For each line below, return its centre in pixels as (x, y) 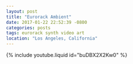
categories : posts (28, 28)
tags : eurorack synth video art (45, 33)
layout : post (22, 11)
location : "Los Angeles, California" (52, 38)
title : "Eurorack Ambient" (39, 17)
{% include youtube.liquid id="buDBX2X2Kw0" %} (67, 55)
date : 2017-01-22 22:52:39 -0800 (47, 22)
